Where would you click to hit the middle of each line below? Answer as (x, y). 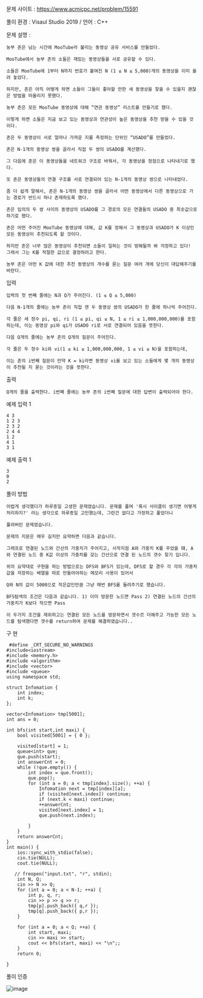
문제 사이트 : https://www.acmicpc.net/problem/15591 (72, 9)
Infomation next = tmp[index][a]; (82, 789)
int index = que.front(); (61, 773)
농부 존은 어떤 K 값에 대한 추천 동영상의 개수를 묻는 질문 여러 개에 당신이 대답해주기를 (101, 264)
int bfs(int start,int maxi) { (46, 730)
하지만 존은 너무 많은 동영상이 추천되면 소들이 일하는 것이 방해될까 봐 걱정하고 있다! (98, 246)
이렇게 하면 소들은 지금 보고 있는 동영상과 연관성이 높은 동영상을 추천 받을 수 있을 (96, 119)
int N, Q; (30, 879)
